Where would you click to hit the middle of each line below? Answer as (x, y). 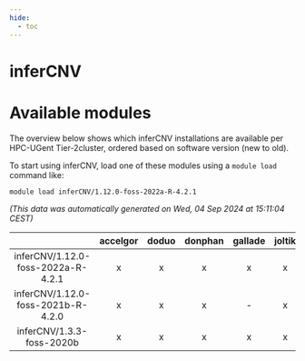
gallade (249, 240)
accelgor (119, 240)
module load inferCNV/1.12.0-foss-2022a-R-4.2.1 (103, 192)
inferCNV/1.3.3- (52, 331)
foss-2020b (52, 342)
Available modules (80, 112)
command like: (37, 175)
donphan (204, 240)
